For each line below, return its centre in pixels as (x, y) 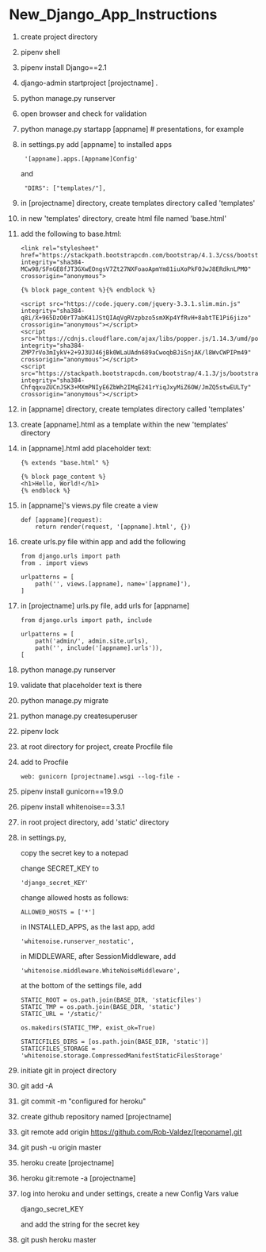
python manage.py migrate (65, 700)
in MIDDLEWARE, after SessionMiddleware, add (98, 956)
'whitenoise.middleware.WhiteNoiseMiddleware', (100, 971)
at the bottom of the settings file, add (81, 985)
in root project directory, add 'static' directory (95, 822)
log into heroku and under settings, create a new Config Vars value (129, 1193)
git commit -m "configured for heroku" (83, 1101)
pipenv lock (39, 731)
